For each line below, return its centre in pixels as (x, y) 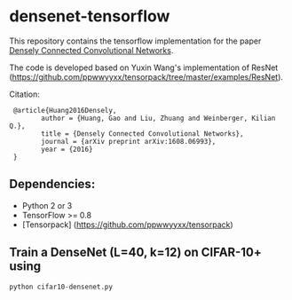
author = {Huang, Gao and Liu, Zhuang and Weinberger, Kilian (158, 118)
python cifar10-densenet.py (61, 287)
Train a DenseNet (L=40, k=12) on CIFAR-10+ (135, 253)
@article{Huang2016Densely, (65, 110)
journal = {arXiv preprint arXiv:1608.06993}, (129, 141)
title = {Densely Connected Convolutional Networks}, (142, 134)
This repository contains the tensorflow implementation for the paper (135, 41)
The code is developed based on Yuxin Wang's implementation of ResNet (144, 67)
